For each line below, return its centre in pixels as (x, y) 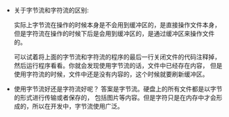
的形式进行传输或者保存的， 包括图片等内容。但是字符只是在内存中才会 (115, 98)
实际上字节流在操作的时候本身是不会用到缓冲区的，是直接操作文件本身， (117, 25)
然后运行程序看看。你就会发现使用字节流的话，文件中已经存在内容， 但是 (118, 65)
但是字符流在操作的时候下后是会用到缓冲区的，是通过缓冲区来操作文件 (114, 34)
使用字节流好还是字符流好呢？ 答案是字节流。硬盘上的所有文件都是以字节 (118, 89)
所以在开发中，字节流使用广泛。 (78, 106)
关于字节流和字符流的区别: (51, 10)
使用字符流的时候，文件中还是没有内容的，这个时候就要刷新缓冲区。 (111, 74)
